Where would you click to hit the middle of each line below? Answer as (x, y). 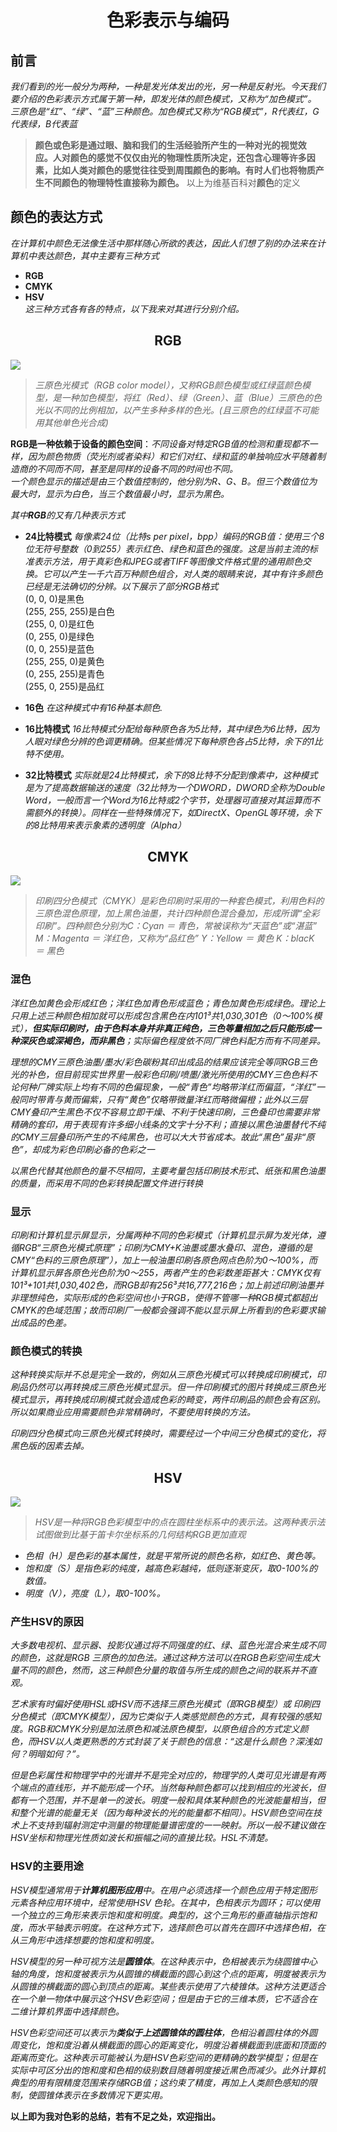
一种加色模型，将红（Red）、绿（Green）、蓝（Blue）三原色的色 (192, 397)
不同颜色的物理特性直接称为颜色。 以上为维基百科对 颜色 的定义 (172, 182)
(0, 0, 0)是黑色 (54, 598)
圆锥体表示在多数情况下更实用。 (102, 2095)
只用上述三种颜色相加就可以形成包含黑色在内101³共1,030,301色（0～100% (162, 1015)
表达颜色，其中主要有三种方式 (98, 255)
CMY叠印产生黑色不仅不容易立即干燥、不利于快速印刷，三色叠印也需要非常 (165, 1112)
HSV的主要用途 (47, 1866)
